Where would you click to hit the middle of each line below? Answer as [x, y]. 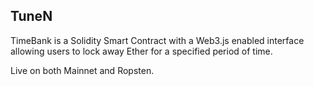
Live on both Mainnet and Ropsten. [82, 70]
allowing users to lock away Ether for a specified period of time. [141, 51]
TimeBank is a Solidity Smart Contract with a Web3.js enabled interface [157, 40]
